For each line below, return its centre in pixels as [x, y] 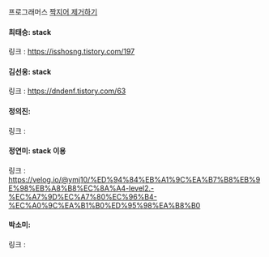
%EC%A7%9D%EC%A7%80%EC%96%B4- [83, 196]
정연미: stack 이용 [37, 151]
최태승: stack [30, 32]
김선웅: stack [30, 71]
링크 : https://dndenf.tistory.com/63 [67, 91]
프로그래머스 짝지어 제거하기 [53, 12]
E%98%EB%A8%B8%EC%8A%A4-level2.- [81, 188]
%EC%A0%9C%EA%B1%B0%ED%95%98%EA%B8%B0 [105, 205]
